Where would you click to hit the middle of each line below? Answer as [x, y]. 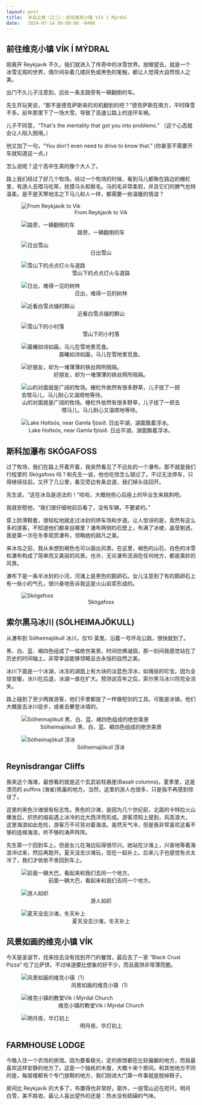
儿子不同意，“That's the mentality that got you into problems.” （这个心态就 [99, 126]
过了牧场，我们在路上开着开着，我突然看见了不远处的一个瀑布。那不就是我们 [101, 467]
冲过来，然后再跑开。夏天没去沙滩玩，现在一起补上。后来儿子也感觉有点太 [103, 852]
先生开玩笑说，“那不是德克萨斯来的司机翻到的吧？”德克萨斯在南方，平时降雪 [101, 105]
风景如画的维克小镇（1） [101, 985]
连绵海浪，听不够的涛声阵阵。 [54, 832]
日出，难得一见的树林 [101, 293]
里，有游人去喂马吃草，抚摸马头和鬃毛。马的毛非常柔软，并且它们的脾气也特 [101, 187]
